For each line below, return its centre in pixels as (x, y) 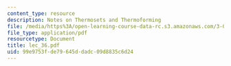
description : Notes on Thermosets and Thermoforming (84, 20)
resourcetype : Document (41, 39)
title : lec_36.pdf (33, 45)
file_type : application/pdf (47, 33)
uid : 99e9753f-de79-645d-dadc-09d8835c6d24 (70, 52)
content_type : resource (41, 13)
